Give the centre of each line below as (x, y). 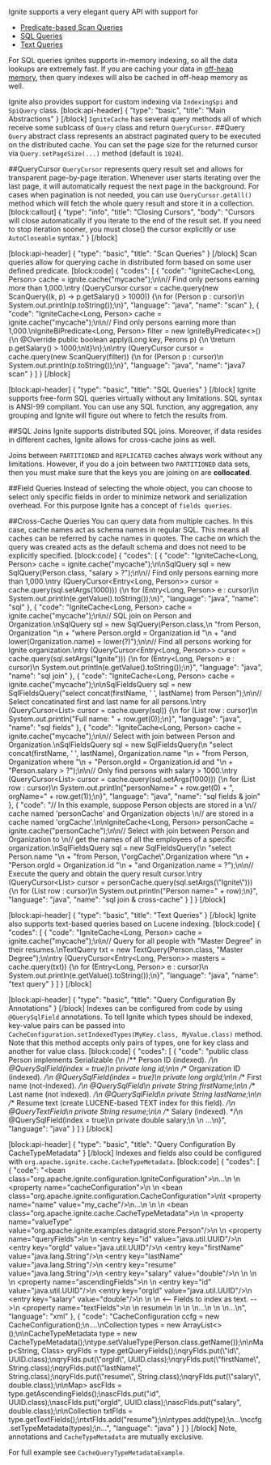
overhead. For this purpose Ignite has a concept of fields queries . (120, 505)
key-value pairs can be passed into (67, 1025)
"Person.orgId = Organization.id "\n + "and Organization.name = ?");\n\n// (131, 865)
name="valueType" (40, 1222)
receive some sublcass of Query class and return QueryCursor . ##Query (127, 127)
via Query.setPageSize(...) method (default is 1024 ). (96, 153)
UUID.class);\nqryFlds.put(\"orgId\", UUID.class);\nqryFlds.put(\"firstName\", (134, 1359)
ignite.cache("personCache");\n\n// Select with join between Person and (129, 830)
